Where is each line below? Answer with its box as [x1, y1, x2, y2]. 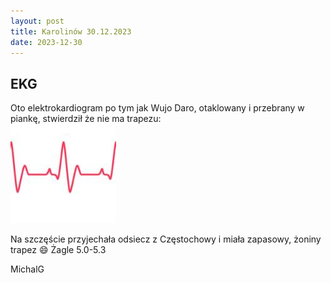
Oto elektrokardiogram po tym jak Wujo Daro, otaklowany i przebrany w [10, 102, 305, 114]
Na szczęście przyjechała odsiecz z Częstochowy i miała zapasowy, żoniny [10, 233, 322, 245]
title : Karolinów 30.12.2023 [10, 26, 132, 37]
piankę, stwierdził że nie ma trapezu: [10, 113, 162, 125]
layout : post [10, 16, 65, 26]
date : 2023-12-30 [10, 37, 83, 47]
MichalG [10, 263, 45, 275]
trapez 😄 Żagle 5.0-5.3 [10, 244, 107, 256]
